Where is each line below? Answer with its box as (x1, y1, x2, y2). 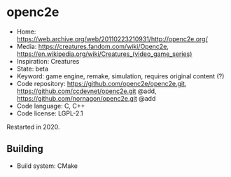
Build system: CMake (16, 162, 78, 170)
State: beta (16, 64, 49, 73)
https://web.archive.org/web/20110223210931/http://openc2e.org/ (16, 34, 208, 43)
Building (6, 143, 43, 155)
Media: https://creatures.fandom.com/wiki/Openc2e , (16, 42, 169, 50)
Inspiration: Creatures (16, 57, 80, 65)
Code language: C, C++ (16, 101, 85, 110)
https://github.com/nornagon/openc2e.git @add (16, 94, 156, 102)
